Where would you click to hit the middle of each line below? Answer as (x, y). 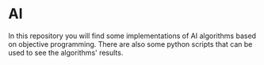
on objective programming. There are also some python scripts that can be (130, 44)
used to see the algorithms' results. (66, 52)
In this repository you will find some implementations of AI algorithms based (132, 36)
